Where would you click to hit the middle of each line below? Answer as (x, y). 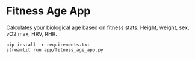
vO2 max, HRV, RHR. (32, 33)
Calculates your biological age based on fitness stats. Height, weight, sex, (98, 27)
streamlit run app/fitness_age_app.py (55, 50)
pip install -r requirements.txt (48, 45)
